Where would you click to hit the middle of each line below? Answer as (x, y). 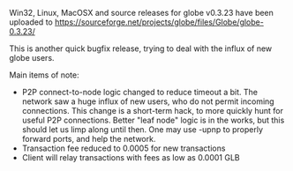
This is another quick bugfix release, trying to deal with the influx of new (141, 48)
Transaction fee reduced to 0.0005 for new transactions (124, 148)
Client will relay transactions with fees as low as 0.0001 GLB (131, 157)
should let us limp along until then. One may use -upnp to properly (142, 130)
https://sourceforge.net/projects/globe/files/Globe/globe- (159, 22)
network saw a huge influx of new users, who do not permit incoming (148, 101)
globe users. (32, 58)
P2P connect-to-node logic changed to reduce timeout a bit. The (140, 92)
